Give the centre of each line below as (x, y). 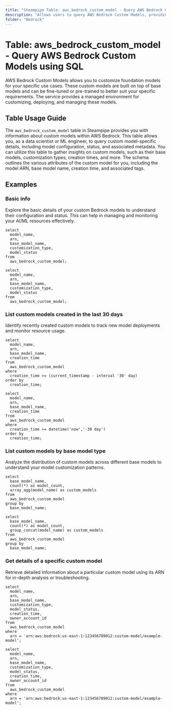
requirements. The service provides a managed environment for (72, 97)
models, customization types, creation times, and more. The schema (77, 157)
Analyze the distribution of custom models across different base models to (83, 462)
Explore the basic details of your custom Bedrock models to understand (80, 210)
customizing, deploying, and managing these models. (61, 102)
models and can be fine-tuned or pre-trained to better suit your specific (80, 91)
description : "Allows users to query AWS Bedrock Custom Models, (76, 15)
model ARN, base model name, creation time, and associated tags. (75, 168)
